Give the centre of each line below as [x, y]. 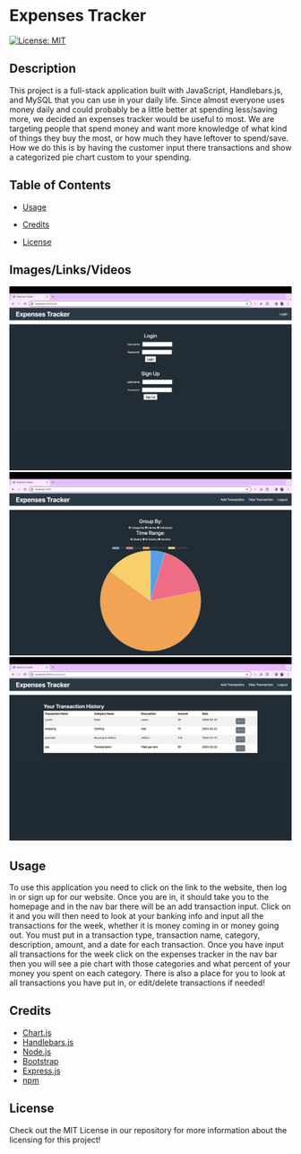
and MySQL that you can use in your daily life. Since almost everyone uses [147, 100]
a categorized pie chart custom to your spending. [100, 157]
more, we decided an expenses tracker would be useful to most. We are [142, 118]
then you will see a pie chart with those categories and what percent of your [150, 964]
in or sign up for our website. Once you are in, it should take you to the [139, 897]
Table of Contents [60, 185]
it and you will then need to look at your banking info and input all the [137, 916]
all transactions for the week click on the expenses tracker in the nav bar [143, 954]
